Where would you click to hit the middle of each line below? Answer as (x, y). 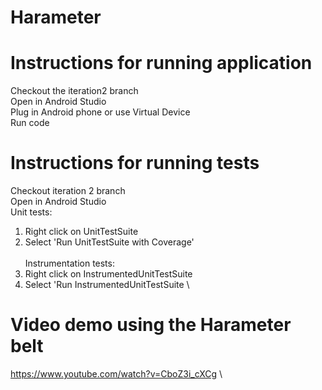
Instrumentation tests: (69, 263)
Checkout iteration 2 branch (68, 191)
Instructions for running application (161, 63)
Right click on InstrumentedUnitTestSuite (108, 274)
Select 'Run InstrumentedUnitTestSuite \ (107, 285)
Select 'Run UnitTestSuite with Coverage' (109, 242)
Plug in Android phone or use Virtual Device (100, 112)
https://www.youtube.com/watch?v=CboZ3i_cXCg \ (116, 374)
